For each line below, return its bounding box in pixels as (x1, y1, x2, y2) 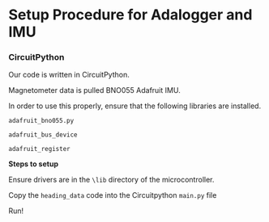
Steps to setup (8, 159, 59, 169)
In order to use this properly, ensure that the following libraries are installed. (8, 101, 262, 111)
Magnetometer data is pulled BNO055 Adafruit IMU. (8, 86, 181, 95)
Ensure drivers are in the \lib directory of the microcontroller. (8, 175, 215, 185)
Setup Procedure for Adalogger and (8, 6, 253, 24)
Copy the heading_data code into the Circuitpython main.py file (8, 191, 217, 200)
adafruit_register (8, 145, 70, 153)
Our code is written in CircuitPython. (8, 70, 130, 80)
